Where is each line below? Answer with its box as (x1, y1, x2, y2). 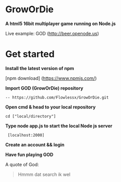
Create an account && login (5, 142, 65, 148)
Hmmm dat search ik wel (17, 171, 71, 177)
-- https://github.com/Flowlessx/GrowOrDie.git (5, 95, 109, 100)
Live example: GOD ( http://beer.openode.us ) (5, 30, 99, 36)
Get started (5, 49, 55, 60)
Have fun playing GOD (5, 151, 54, 157)
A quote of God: (5, 161, 39, 167)
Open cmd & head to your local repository (5, 104, 96, 110)
